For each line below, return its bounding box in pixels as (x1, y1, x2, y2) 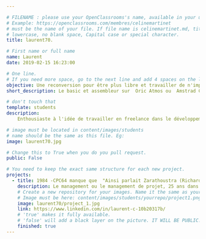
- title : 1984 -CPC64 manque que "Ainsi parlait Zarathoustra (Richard (12, 178, 202, 184)
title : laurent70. (6, 37, 53, 44)
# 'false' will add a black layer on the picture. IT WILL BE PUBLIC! (17, 218, 202, 224)
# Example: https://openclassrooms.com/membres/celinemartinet (6, 20, 172, 26)
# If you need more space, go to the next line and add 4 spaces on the (6, 76, 196, 83)
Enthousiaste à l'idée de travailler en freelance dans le (17, 116, 172, 122)
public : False (6, 155, 43, 161)
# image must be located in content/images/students (6, 127, 144, 133)
